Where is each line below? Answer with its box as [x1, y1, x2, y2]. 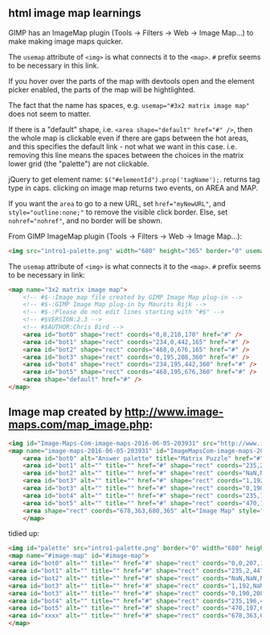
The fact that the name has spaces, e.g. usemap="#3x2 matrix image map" [8, 100, 250, 110]
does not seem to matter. [8, 109, 92, 118]
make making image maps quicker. [8, 36, 124, 46]
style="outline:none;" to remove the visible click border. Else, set [8, 207, 228, 217]
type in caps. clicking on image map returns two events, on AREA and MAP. [8, 183, 259, 193]
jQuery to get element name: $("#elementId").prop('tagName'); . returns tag [8, 174, 260, 184]
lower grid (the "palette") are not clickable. [8, 159, 149, 168]
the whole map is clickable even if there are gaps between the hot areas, [8, 133, 249, 143]
